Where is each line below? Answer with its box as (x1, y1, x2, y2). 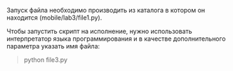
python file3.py (23, 56, 68, 64)
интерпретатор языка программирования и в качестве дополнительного (6, 34, 226, 43)
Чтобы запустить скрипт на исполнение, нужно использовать (6, 27, 192, 35)
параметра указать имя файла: (6, 42, 100, 50)
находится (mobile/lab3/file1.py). (6, 13, 102, 22)
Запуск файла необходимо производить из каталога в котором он (6, 6, 206, 14)
